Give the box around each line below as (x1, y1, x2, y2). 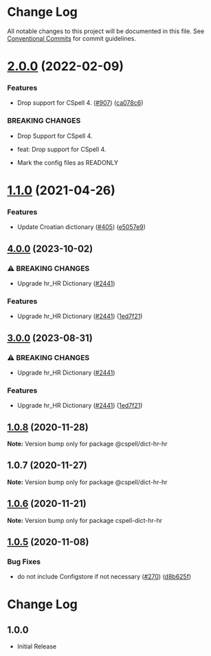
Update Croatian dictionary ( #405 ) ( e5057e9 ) (16, 223, 146, 231)
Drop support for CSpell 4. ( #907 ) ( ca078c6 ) (16, 99, 144, 107)
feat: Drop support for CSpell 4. (16, 145, 107, 153)
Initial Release (16, 642, 57, 650)
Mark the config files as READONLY (16, 158, 119, 166)
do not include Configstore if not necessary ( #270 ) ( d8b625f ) (16, 573, 192, 581)
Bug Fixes (7, 557, 41, 566)
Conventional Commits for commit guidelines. (7, 34, 136, 42)
